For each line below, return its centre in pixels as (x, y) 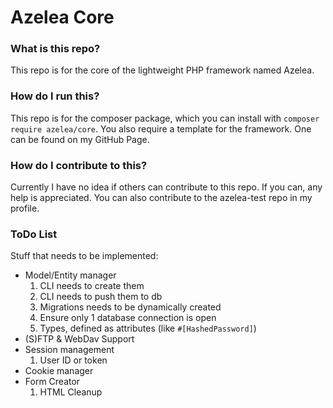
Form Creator (52, 382)
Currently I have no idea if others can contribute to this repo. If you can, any (166, 187)
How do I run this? (55, 96)
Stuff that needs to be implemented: (84, 256)
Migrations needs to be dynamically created (130, 307)
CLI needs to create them (92, 286)
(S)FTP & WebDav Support (79, 339)
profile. (25, 208)
